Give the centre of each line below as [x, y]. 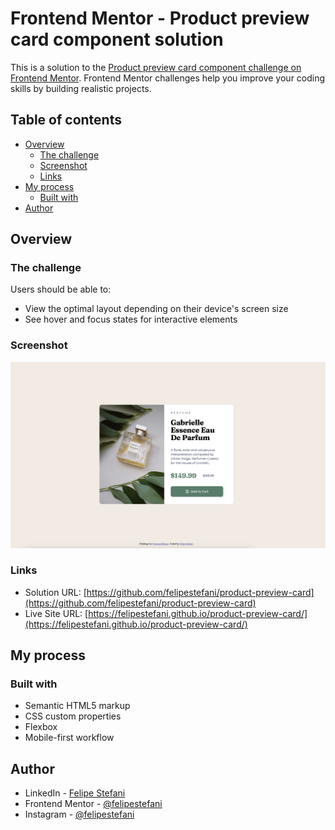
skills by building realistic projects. [81, 88]
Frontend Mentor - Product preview [160, 18]
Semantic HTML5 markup [77, 706]
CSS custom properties [73, 716]
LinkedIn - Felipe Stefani [75, 793]
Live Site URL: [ [56, 613]
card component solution [117, 39]
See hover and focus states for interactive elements [131, 319]
